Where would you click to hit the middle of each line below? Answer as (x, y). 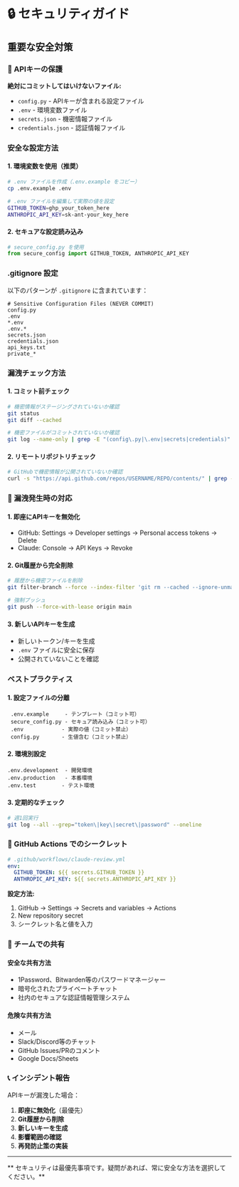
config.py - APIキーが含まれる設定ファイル (81, 101)
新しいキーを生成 (43, 1128)
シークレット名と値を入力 (55, 924)
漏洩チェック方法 (37, 373)
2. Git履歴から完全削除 (40, 565)
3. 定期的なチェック (36, 803)
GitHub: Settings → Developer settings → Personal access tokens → (117, 533)
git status (23, 413)
